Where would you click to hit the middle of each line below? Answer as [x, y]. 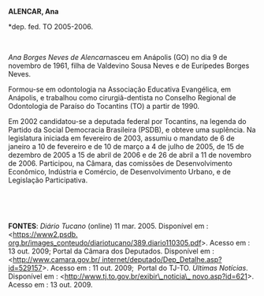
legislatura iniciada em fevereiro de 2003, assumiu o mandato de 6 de [121, 138]
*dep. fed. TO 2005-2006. [50, 26]
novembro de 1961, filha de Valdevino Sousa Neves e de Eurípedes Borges [129, 66]
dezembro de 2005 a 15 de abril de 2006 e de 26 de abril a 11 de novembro [130, 155]
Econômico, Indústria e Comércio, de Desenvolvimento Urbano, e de [119, 172]
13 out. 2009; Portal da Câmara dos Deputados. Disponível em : [112, 251]
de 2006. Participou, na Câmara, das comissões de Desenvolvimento [120, 163]
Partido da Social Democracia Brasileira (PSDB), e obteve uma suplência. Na [132, 130]
